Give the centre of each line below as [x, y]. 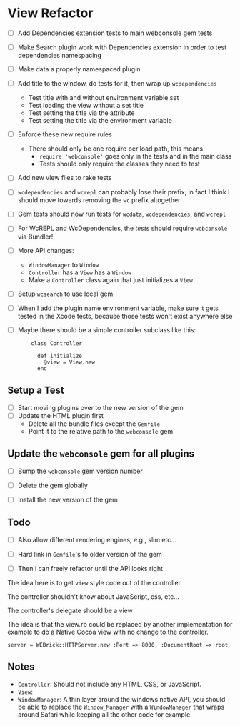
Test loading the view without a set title [86, 106]
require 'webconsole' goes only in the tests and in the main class [135, 156]
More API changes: [46, 250]
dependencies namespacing [60, 56]
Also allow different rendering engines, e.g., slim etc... [97, 539]
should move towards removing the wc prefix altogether [99, 200]
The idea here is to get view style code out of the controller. [95, 582]
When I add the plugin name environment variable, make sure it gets [118, 308]
